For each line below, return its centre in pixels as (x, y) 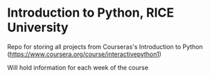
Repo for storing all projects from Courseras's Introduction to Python (105, 46)
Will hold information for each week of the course (78, 67)
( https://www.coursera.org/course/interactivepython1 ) (84, 54)
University (38, 27)
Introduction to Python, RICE (91, 13)
